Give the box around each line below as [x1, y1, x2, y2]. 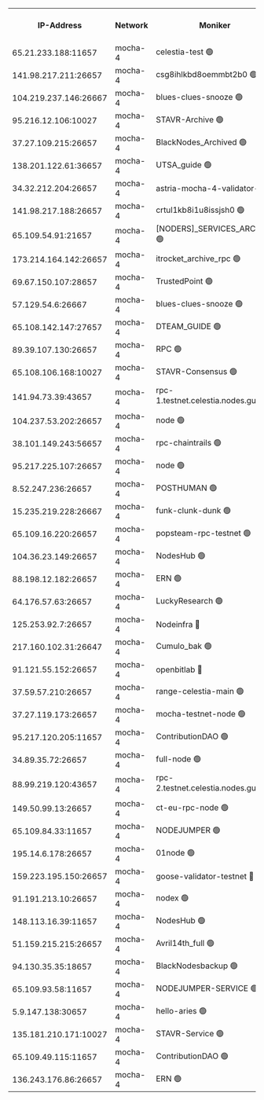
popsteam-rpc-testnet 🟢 [156, 527, 251, 538]
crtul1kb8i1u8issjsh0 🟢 [156, 204, 245, 215]
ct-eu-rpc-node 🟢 [156, 801, 229, 812]
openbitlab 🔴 [156, 664, 203, 675]
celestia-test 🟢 [156, 46, 214, 57]
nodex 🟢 [156, 892, 189, 903]
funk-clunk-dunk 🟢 [156, 504, 232, 515]
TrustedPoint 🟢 [156, 275, 214, 286]
